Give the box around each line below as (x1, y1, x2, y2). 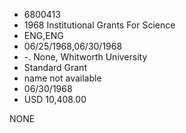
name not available (23, 72, 102, 84)
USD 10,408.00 (23, 94, 87, 105)
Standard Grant (23, 62, 87, 73)
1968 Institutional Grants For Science (23, 19, 176, 31)
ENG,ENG (23, 30, 64, 41)
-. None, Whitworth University (23, 51, 148, 63)
